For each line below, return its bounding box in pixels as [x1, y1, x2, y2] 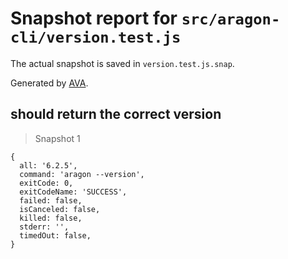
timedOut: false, [19, 230, 92, 241]
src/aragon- [181, 10, 281, 29]
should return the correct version [10, 106, 222, 123]
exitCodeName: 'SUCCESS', [19, 187, 128, 197]
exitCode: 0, [19, 178, 74, 188]
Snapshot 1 [34, 132, 81, 144]
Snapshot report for [10, 7, 178, 30]
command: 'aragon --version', [19, 169, 145, 179]
